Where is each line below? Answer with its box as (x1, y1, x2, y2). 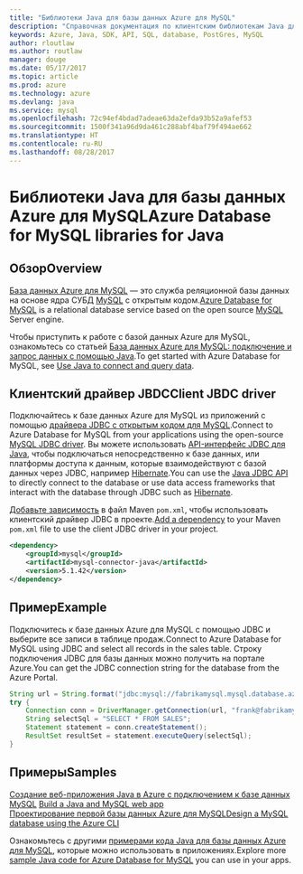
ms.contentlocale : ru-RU (9, 139, 103, 148)
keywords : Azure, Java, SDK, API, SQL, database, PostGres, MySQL (9, 30, 264, 39)
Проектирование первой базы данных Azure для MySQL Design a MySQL (9, 808, 289, 819)
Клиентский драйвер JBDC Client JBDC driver (9, 386, 277, 402)
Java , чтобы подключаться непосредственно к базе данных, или (9, 448, 260, 459)
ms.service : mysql (9, 106, 78, 115)
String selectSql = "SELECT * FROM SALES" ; (25, 715, 192, 724)
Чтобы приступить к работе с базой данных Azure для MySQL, (9, 331, 251, 342)
